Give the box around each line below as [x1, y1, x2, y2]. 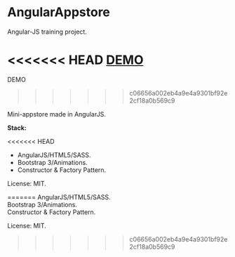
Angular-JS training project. [7, 27, 88, 36]
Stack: [7, 124, 27, 132]
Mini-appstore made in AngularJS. [7, 110, 107, 118]
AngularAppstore [7, 4, 111, 20]
